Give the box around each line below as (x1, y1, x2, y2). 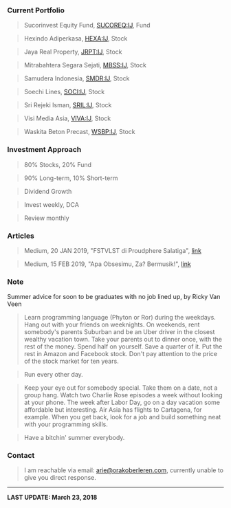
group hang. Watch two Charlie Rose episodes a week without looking (23, 391, 223, 399)
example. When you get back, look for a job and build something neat (23, 413, 221, 421)
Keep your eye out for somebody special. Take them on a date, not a (23, 384, 218, 392)
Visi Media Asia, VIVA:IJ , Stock (23, 114, 111, 122)
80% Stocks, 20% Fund (23, 160, 91, 168)
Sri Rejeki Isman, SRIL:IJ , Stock (23, 101, 112, 109)
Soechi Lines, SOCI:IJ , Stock (23, 88, 105, 96)
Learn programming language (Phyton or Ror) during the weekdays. (23, 313, 217, 322)
